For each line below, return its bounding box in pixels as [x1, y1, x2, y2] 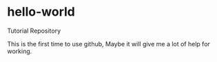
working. [7, 47, 32, 55]
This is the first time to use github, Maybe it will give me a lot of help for [7, 40, 210, 48]
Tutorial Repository [7, 27, 61, 35]
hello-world [7, 4, 76, 20]
